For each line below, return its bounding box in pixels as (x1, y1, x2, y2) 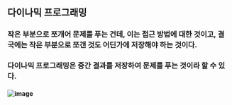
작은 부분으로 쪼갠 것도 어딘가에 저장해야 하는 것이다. (29, 40, 197, 50)
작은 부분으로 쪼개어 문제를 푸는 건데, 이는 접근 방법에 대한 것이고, (7, 30, 216, 39)
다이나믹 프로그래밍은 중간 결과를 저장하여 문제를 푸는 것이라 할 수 (7, 61, 217, 70)
